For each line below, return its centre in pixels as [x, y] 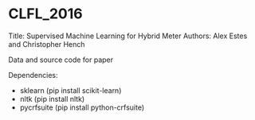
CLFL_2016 [45, 14]
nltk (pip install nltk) [52, 99]
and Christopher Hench [47, 44]
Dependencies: [33, 75]
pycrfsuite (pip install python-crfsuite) [82, 107]
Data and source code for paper [61, 60]
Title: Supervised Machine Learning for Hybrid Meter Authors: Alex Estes [128, 36]
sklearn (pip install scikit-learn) [71, 90]
